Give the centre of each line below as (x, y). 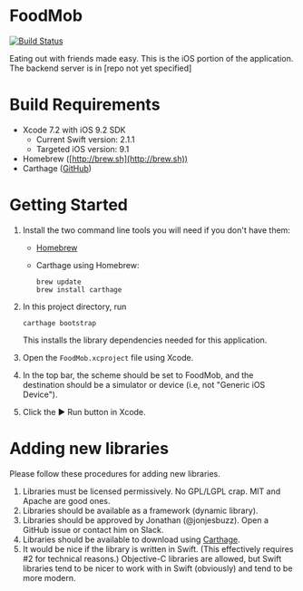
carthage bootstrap (59, 323)
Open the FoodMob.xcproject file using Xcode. (108, 357)
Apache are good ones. (66, 500)
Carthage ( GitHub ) (57, 168)
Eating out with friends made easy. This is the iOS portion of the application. (151, 58)
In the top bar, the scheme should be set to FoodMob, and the (138, 375)
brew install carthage (79, 290)
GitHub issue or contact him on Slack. (93, 529)
